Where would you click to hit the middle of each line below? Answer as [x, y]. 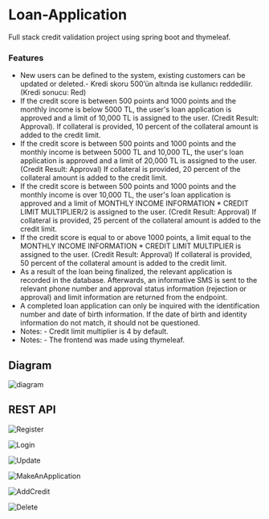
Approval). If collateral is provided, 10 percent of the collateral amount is [139, 127]
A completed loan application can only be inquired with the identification [140, 306]
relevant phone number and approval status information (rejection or [133, 289]
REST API [32, 410]
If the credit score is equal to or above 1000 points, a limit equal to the [135, 238]
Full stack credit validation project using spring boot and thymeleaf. [120, 37]
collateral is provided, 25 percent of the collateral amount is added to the [140, 221]
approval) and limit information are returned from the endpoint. [124, 297]
